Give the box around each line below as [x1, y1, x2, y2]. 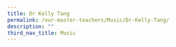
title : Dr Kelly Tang [7, 10, 70, 17]
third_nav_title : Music [7, 29, 77, 37]
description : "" [7, 23, 54, 30]
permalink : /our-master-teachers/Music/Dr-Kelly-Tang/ [7, 17, 170, 23]
